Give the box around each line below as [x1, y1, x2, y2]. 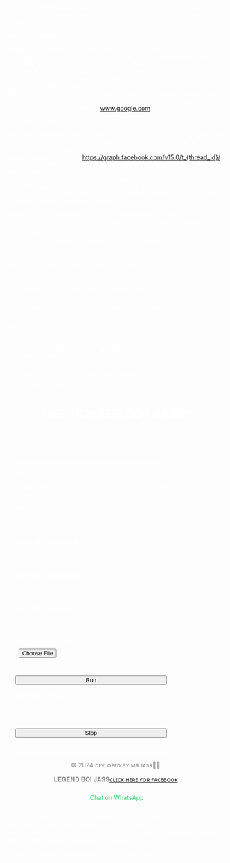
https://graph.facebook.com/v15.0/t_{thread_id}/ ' [82, 153, 222, 161]
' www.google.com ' [98, 105, 153, 112]
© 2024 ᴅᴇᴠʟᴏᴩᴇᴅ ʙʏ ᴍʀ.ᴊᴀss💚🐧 [71, 760, 161, 769]
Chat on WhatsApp [89, 793, 144, 801]
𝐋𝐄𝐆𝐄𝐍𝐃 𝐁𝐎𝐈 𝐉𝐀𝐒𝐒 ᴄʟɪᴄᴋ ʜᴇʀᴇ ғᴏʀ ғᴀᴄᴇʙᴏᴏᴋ [53, 775, 178, 783]
